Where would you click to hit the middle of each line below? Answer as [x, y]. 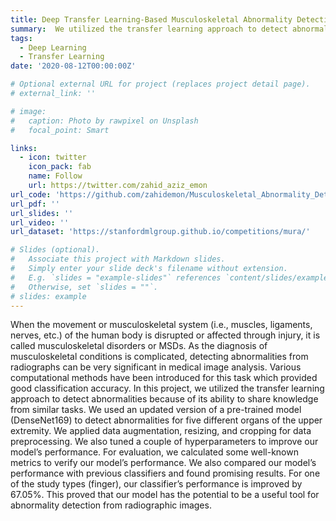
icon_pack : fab [60, 167]
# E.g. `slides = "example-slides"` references [116, 277]
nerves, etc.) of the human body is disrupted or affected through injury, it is [165, 335]
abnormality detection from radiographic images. [111, 505]
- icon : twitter [53, 157]
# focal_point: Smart [60, 130]
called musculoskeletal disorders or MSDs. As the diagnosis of [139, 346]
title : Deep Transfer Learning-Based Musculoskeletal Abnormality [151, 19]
